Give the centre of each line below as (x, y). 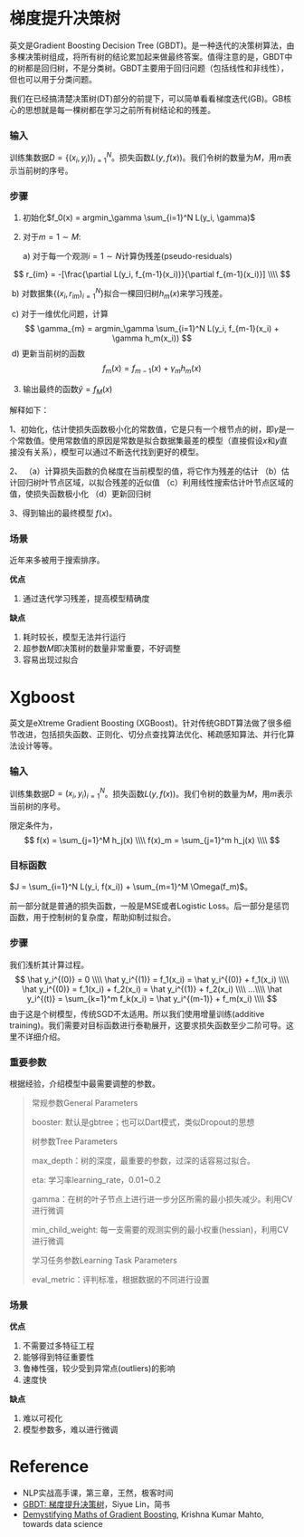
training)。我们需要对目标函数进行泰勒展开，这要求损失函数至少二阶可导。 (148, 1025)
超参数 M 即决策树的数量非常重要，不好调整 (101, 648)
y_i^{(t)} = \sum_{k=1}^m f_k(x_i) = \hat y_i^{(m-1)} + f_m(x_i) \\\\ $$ (152, 998)
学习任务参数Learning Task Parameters (104, 1260)
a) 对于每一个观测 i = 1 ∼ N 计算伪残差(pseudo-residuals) (127, 255)
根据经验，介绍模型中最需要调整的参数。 (85, 1083)
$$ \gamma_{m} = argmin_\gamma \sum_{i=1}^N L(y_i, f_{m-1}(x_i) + (152, 329)
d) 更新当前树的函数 (48, 353)
